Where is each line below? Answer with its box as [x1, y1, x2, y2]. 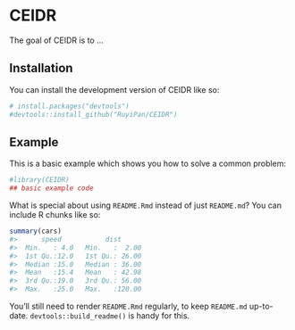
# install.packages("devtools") [9, 102, 130, 111]
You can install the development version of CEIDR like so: [9, 84, 220, 95]
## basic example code [9, 184, 94, 193]
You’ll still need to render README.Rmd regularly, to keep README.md [9, 301, 248, 312]
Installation [9, 61, 73, 76]
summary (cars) [9, 227, 63, 236]
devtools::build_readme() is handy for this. [29, 310, 190, 321]
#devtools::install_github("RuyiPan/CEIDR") [9, 110, 178, 119]
